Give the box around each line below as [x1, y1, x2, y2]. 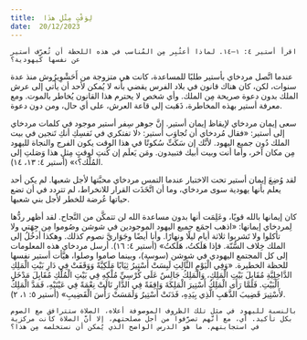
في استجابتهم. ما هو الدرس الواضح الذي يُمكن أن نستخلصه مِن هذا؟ [10, 322, 260, 331]
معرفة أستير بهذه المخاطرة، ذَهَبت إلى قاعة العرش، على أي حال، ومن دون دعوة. [10, 99, 282, 110]
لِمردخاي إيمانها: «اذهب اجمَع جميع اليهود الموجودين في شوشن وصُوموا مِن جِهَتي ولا [10, 221, 292, 232]
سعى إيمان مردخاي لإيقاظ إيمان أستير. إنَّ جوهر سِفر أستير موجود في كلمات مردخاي [10, 118, 297, 129]
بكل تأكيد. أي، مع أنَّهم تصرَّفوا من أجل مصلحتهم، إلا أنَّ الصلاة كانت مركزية [10, 314, 293, 324]
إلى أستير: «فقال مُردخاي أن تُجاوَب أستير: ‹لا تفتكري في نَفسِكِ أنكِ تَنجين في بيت [10, 127, 286, 138]
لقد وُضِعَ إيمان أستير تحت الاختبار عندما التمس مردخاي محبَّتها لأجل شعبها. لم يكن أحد [10, 174, 297, 185]
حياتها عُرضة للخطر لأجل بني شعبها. [10, 193, 131, 204]
